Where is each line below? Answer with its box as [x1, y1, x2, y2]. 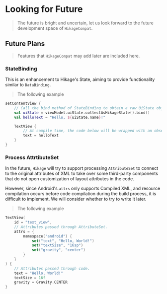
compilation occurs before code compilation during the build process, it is [5, 191, 157, 197]
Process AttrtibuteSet [5, 154, 59, 161]
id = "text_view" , [14, 220, 52, 225]
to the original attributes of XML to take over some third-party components [5, 170, 158, 177]
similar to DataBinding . [5, 82, 51, 88]
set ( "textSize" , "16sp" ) [31, 243, 83, 248]
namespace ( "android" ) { [23, 233, 72, 239]
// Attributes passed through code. [14, 266, 90, 271]
